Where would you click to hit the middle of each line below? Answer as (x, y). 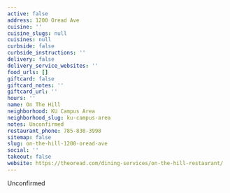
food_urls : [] (28, 72)
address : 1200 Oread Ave (43, 20)
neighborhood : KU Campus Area (51, 111)
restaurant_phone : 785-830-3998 (54, 131)
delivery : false (31, 59)
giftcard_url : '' (33, 92)
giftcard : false (31, 79)
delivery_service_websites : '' (53, 66)
